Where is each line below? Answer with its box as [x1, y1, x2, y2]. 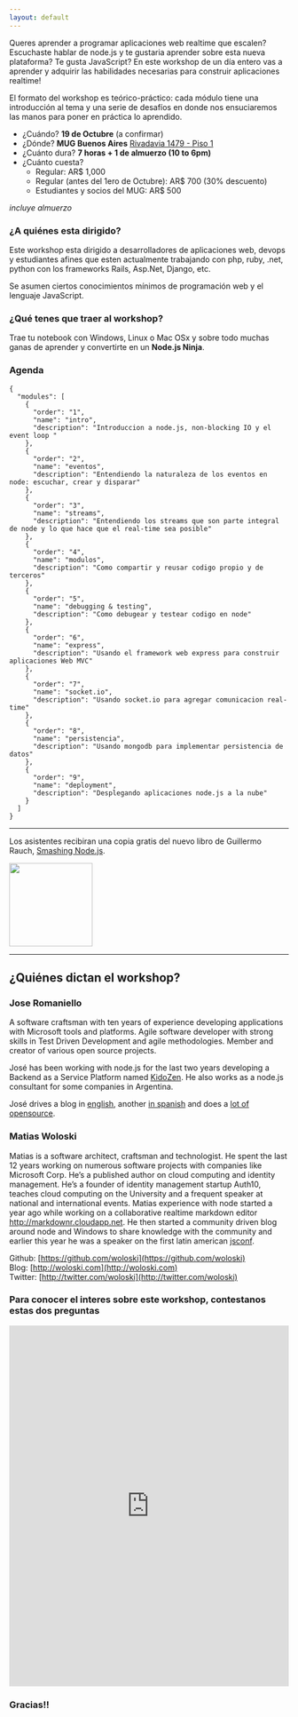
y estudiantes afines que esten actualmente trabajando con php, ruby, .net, [9, 254, 284, 265]
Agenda [9, 364, 44, 377]
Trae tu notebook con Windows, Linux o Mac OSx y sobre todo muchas [9, 332, 270, 343]
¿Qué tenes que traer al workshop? [9, 312, 164, 324]
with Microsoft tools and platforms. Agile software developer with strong [9, 1027, 273, 1037]
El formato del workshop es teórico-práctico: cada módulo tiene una [9, 92, 259, 103]
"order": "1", [32, 408, 86, 417]
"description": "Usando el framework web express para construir [32, 648, 279, 657]
